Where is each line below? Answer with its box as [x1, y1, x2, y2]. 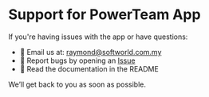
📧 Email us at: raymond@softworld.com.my [19, 47, 162, 56]
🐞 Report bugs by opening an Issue [19, 56, 136, 65]
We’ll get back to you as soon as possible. [8, 80, 146, 89]
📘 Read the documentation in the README [19, 64, 160, 73]
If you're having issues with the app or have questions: [8, 32, 188, 41]
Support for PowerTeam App [8, 6, 201, 24]
